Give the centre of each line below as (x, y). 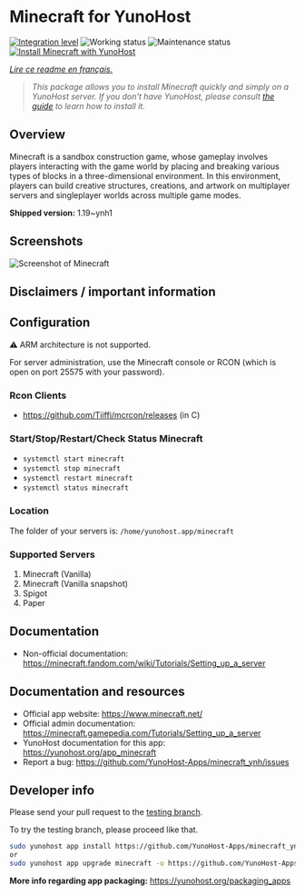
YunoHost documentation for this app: (94, 742)
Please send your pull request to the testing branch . (106, 812)
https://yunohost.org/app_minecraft (89, 752)
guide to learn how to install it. (88, 105)
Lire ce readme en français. (61, 69)
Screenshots (46, 241)
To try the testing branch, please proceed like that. (104, 830)
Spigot (35, 593)
